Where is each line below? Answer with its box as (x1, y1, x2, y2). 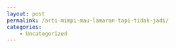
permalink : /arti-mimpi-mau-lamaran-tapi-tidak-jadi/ (6, 17, 170, 24)
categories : (6, 23, 42, 30)
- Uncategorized (19, 30, 68, 37)
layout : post (6, 10, 45, 18)
